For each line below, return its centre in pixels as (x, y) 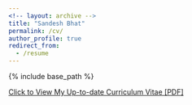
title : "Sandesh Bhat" (47, 23)
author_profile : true (45, 38)
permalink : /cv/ (36, 31)
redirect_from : (34, 46)
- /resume (32, 53)
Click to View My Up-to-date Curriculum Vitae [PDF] (96, 92)
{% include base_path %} (51, 76)
